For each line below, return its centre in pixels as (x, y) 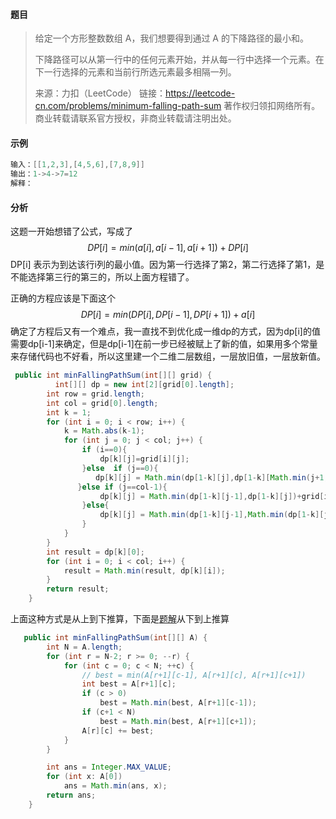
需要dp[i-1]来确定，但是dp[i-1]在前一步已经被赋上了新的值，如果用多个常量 (164, 344)
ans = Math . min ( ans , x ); (115, 786)
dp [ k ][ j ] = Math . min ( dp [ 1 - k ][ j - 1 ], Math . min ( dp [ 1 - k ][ (212, 515)
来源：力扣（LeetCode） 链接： (100, 93)
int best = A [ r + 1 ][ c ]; (129, 684)
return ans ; (71, 795)
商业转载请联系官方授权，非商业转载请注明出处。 (135, 118)
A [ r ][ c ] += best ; (118, 730)
